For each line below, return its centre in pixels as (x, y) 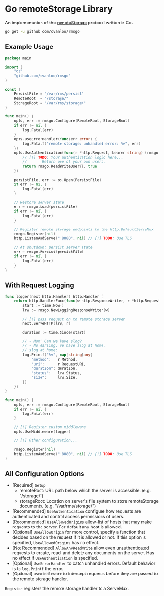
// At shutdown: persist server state (53, 247)
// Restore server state (39, 202)
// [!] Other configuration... (46, 441)
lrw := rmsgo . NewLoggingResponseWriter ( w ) (66, 310)
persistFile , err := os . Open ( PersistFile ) (58, 180)
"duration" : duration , (54, 368)
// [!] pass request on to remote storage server (74, 319)
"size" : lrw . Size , (54, 378)
